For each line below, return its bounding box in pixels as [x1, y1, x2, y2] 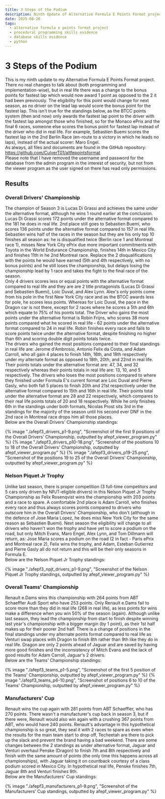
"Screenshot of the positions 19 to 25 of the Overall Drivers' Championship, [5, 455, 157, 461]
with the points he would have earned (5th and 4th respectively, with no [5, 257, 151, 263]
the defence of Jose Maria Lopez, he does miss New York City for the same [5, 515, 159, 521]
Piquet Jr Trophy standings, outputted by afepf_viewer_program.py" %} [5, 571, 150, 577]
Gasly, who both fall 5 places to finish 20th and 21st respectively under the [5, 383, 156, 388]
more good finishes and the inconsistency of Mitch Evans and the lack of [5, 647, 153, 653]
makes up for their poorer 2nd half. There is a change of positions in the [5, 626, 151, 632]
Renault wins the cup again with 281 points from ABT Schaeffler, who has [5, 706, 153, 712]
